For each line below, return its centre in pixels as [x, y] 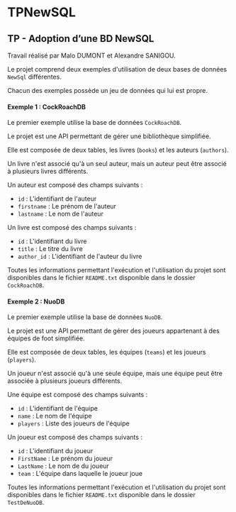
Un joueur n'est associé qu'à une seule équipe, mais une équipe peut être [115, 374]
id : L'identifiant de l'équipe [57, 408]
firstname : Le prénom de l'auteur [67, 206]
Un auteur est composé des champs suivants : [75, 185]
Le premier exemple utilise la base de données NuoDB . [85, 317]
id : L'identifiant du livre [52, 241]
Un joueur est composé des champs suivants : [75, 438]
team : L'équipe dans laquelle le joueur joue [80, 474]
